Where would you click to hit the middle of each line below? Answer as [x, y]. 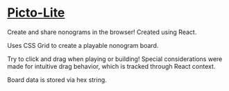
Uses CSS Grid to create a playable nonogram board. [83, 45]
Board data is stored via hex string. [57, 80]
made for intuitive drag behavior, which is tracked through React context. [111, 66]
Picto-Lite [36, 13]
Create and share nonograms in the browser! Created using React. [102, 32]
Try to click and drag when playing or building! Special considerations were [115, 59]
